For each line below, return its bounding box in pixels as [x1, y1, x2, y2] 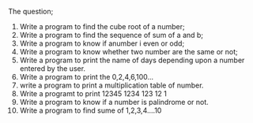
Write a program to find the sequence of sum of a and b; [19, 31, 204, 39]
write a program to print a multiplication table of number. [19, 80, 204, 90]
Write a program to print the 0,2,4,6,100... [19, 73, 154, 81]
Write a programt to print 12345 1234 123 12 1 [19, 89, 168, 98]
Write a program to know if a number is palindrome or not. [19, 98, 210, 106]
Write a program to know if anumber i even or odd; [19, 39, 185, 48]
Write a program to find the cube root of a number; [19, 22, 185, 31]
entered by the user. [19, 64, 85, 73]
